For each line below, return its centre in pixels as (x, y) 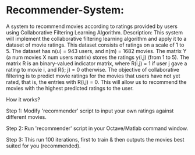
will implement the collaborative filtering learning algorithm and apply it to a (96, 38)
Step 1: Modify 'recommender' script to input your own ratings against (90, 111)
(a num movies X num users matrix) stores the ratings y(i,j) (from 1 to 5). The (97, 57)
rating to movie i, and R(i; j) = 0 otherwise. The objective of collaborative (93, 69)
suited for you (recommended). (43, 146)
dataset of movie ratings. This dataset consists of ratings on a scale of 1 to (95, 45)
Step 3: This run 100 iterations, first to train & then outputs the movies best (95, 139)
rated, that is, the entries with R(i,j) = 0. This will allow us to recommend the (97, 82)
